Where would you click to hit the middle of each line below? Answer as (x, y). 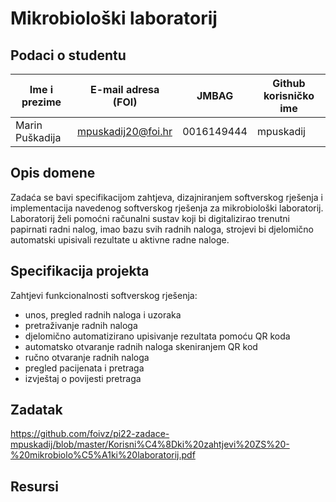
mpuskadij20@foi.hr (124, 131)
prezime (41, 102)
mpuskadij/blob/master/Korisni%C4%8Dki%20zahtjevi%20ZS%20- (150, 444)
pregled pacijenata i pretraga (84, 368)
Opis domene (53, 173)
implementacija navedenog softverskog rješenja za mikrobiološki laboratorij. (167, 208)
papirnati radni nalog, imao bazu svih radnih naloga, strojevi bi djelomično (162, 229)
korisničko (289, 95)
